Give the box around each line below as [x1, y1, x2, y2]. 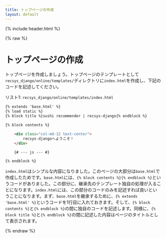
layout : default [5, 12, 39, 17]
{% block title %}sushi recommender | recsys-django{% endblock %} [5, 114, 148, 119]
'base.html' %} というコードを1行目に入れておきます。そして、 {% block [5, 199, 150, 205]
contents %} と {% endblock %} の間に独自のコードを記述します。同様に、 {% [5, 206, 156, 212]
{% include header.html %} [5, 25, 60, 31]
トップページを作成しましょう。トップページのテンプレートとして [5, 72, 139, 78]
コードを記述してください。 [5, 84, 62, 90]
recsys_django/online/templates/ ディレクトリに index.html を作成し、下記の [5, 78, 161, 83]
